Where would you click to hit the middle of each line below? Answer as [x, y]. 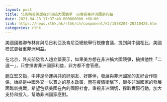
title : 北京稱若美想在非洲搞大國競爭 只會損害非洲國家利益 [59, 14]
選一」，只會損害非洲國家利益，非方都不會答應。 [54, 66]
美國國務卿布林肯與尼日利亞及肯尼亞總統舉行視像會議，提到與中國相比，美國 [83, 43]
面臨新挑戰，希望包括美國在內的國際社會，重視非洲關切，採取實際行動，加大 [83, 88]
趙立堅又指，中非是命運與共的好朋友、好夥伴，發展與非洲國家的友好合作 [79, 76]
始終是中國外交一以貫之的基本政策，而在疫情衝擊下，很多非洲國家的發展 [88, 82]
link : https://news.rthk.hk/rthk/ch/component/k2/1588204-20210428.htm [81, 23]
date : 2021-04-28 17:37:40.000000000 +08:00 [52, 19]
